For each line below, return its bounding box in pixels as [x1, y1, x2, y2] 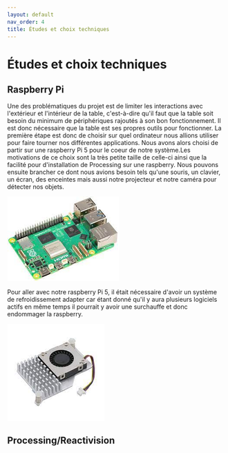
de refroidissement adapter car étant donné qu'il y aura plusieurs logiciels [7, 296, 218, 304]
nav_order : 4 [7, 18, 45, 26]
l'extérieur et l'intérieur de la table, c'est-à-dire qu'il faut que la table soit [7, 109, 213, 117]
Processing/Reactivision [7, 434, 115, 446]
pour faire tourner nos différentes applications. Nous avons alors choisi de [7, 139, 219, 147]
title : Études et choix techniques [7, 26, 110, 32]
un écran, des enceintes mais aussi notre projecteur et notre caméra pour [7, 175, 217, 184]
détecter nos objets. [7, 183, 64, 191]
